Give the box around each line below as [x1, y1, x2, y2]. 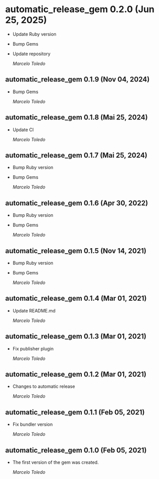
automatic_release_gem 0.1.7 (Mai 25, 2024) [5, 151, 148, 159]
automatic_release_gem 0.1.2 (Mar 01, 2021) [5, 370, 147, 379]
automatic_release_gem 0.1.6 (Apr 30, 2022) [5, 198, 148, 207]
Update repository [12, 51, 50, 57]
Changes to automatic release [12, 383, 75, 389]
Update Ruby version [12, 31, 57, 37]
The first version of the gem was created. [12, 459, 99, 465]
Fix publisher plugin [12, 345, 54, 351]
